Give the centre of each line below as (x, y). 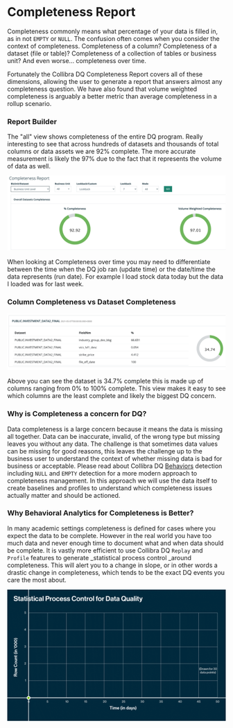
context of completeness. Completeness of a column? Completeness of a (112, 46)
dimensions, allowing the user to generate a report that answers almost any (115, 81)
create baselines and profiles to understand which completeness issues (110, 488)
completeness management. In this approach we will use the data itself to (112, 480)
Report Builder (32, 121)
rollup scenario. (29, 103)
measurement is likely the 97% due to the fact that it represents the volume (114, 159)
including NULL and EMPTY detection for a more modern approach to (102, 473)
